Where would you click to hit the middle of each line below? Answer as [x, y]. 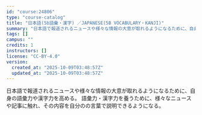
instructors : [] [26, 51]
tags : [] [17, 34]
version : [17, 62]
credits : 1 [20, 46]
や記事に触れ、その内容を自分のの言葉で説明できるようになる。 [85, 106]
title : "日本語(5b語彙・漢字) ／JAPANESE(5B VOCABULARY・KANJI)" [85, 23]
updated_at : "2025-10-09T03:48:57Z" [57, 73]
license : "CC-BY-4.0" [33, 56]
